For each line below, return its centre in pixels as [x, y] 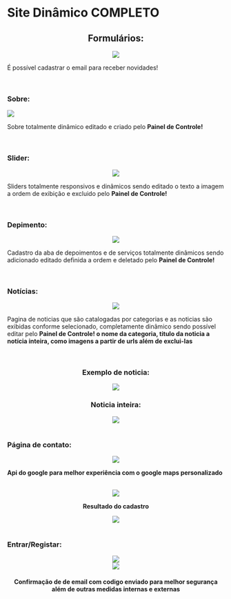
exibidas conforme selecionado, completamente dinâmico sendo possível [111, 326]
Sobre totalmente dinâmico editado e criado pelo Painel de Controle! [105, 127]
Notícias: [23, 291]
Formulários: [116, 38]
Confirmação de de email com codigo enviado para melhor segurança [116, 582]
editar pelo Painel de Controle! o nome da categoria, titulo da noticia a [109, 334]
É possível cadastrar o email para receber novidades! [83, 68]
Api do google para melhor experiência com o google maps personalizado [115, 473]
